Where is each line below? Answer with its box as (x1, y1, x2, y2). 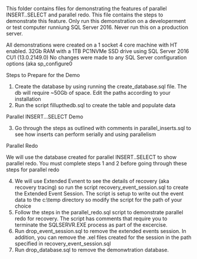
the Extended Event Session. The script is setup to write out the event (14, 190, 184, 197)
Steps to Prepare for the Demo (6, 72, 81, 78)
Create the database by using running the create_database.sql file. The (14, 83, 187, 90)
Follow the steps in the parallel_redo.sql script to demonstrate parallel (14, 209, 183, 215)
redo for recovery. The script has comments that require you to (14, 215, 168, 222)
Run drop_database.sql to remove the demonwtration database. (14, 247, 169, 253)
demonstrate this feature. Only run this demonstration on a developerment (6, 18, 186, 24)
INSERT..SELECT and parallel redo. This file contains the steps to (6, 11, 163, 18)
